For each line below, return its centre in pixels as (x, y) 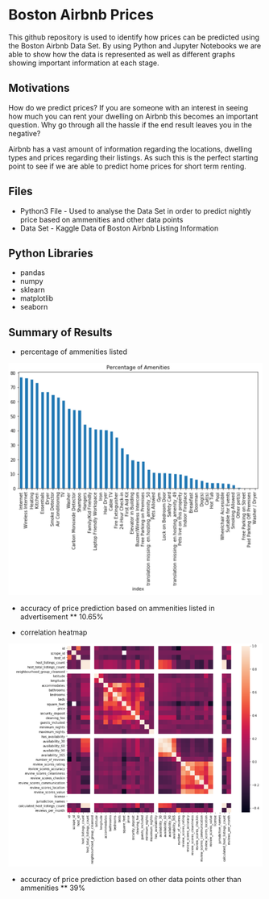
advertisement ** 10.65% (62, 616)
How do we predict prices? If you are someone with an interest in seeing (128, 107)
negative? (25, 133)
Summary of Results (60, 332)
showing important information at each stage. (84, 63)
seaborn (34, 307)
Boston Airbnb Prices (81, 15)
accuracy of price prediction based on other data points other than (130, 880)
